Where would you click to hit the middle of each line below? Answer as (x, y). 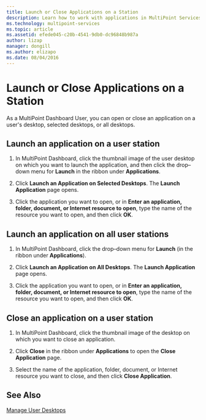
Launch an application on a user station (83, 144)
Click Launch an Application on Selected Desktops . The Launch (97, 183)
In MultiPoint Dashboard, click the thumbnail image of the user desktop (105, 158)
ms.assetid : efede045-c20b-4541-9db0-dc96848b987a (72, 35)
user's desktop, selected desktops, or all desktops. (71, 124)
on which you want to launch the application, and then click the (95, 165)
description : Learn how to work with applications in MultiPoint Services (104, 18)
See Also (24, 395)
